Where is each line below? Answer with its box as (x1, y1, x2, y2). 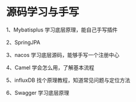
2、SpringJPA (6, 39, 40, 46)
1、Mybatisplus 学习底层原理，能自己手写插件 (6, 26, 118, 33)
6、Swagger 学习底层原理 (6, 89, 69, 96)
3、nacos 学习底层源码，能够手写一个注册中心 (6, 51, 120, 58)
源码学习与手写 (6, 5, 80, 19)
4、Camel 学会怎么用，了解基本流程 (6, 63, 94, 71)
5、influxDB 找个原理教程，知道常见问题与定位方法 (6, 76, 131, 84)
